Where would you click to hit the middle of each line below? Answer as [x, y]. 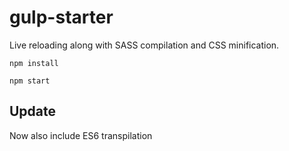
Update [33, 111]
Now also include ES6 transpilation [81, 135]
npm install [34, 63]
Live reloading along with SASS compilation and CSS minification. [144, 45]
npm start [30, 81]
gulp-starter [61, 17]
